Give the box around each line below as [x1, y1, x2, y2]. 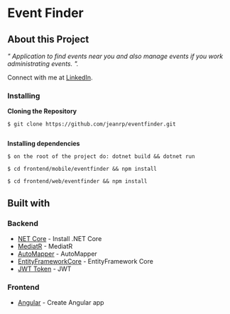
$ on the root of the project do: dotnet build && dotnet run [7, 153, 195, 160]
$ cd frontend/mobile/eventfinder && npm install [7, 165, 158, 173]
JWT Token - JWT [17, 264, 72, 273]
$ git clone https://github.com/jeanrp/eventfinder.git [7, 120, 176, 128]
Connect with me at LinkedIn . [7, 73, 93, 82]
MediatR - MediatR [17, 242, 73, 250]
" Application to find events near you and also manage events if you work [7, 52, 224, 60]
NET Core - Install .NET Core [17, 234, 102, 242]
